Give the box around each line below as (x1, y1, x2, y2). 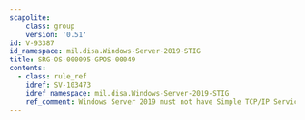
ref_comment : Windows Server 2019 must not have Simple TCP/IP (25, 97, 271, 106)
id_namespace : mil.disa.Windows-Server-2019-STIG (9, 47, 202, 56)
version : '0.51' (25, 30, 88, 39)
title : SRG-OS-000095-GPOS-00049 (9, 55, 136, 64)
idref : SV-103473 (25, 80, 92, 89)
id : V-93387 (9, 38, 54, 48)
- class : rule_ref (17, 72, 88, 81)
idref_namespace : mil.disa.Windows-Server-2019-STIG (25, 88, 230, 97)
